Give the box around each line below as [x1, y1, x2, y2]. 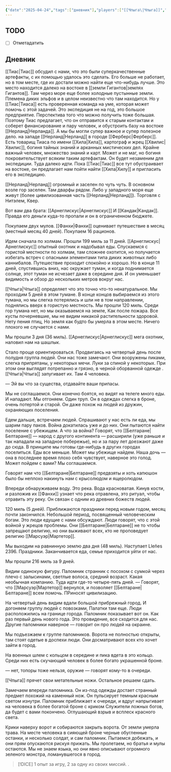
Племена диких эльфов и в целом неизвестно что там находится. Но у [5, 95, 159, 102]
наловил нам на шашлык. [5, 339, 61, 345]
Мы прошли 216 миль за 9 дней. [5, 558, 75, 564]
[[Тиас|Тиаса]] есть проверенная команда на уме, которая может [5, 101, 149, 107]
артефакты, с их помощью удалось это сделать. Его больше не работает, [5, 74, 165, 80]
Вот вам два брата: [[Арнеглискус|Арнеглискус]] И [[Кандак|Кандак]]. [5, 208, 159, 214]
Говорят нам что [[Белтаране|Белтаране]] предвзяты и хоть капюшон [5, 470, 158, 476]
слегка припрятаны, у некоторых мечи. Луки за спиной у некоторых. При [5, 360, 166, 366]
